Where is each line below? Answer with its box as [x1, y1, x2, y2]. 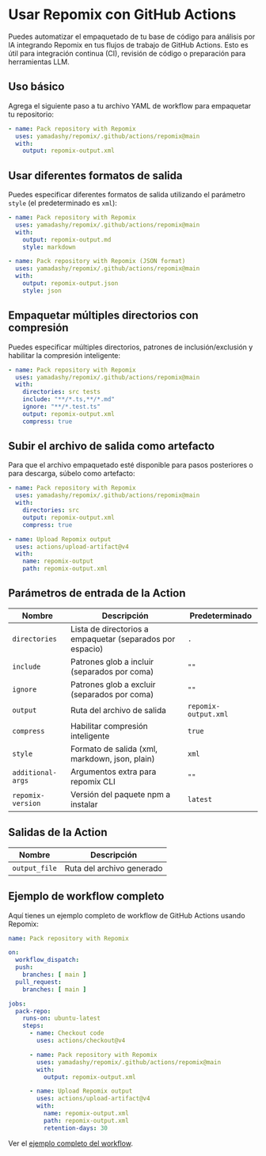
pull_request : [15, 978, 62, 986]
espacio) [70, 643, 104, 654]
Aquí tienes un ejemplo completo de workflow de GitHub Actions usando [8, 910, 245, 920]
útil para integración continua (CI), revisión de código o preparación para [8, 48, 246, 58]
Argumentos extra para [70, 766, 157, 777]
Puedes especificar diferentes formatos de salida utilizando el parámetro [8, 190, 245, 200]
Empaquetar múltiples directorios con [8, 309, 199, 322]
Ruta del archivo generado [64, 862, 163, 873]
